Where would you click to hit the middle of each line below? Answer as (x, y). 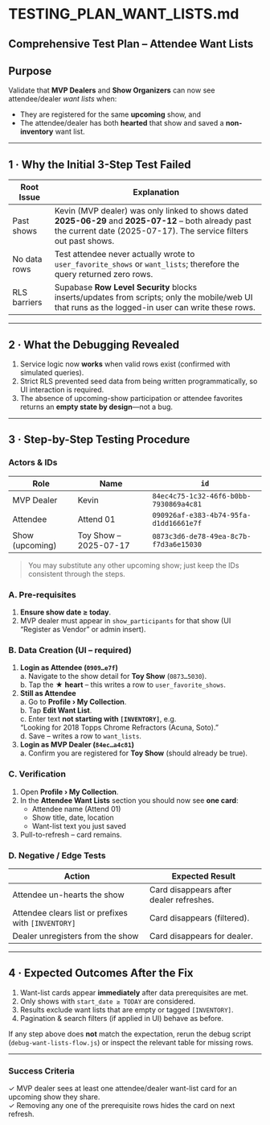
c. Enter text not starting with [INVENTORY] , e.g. (98, 719)
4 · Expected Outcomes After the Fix (101, 973)
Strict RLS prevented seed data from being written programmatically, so (139, 381)
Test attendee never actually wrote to (125, 254)
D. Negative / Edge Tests (57, 855)
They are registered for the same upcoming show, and (110, 114)
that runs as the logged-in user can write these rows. (155, 308)
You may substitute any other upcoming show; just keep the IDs (133, 565)
